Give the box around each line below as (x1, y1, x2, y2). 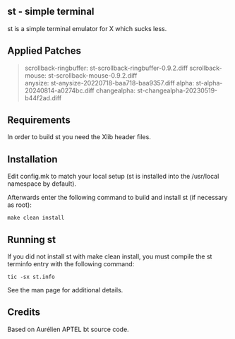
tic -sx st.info (7, 273, 55, 281)
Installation (7, 153, 58, 165)
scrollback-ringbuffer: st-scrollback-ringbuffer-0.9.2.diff (24, 64, 188, 72)
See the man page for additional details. (7, 286, 123, 295)
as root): (7, 201, 32, 209)
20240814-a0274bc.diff (24, 86, 95, 95)
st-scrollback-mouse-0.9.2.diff (48, 71, 138, 80)
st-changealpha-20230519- (137, 86, 218, 95)
